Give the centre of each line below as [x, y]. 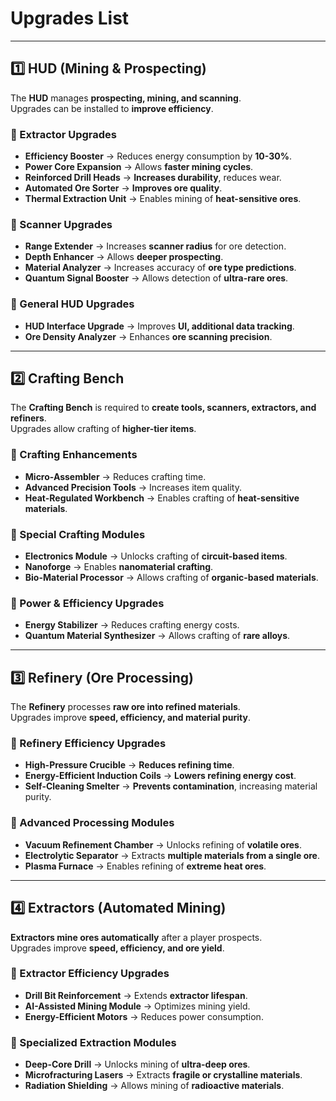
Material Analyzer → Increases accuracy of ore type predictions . [160, 268]
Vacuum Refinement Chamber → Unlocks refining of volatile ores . [163, 844]
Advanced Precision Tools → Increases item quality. [133, 487]
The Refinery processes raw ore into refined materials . [125, 707]
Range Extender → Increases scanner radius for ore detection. [155, 246]
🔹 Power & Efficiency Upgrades [87, 603]
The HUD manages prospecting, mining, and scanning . [126, 98]
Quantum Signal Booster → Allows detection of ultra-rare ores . [156, 278]
